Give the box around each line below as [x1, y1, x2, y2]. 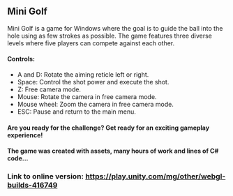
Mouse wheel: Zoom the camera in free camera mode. [17, 100, 174, 109]
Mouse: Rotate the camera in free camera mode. [17, 93, 157, 101]
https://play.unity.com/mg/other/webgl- [84, 172, 226, 181]
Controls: [7, 55, 36, 63]
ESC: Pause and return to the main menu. [17, 107, 136, 116]
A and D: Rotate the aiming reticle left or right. [17, 70, 149, 79]
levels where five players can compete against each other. [7, 38, 175, 47]
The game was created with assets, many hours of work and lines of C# [7, 146, 219, 156]
